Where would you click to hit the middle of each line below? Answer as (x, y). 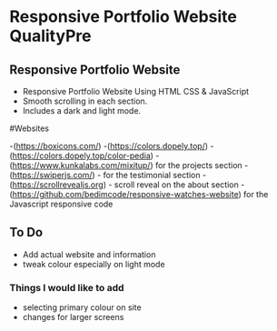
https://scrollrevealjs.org (58, 185)
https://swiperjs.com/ (52, 175)
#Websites (30, 128)
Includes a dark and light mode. (82, 110)
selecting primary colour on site (82, 307)
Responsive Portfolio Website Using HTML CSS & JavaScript (136, 91)
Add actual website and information (89, 254)
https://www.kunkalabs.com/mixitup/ (81, 165)
